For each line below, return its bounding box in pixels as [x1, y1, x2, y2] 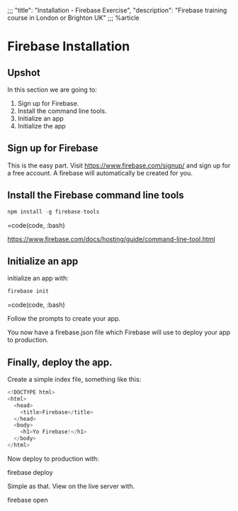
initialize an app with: [7, 274, 69, 282]
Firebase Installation [7, 38, 130, 55]
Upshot [7, 67, 41, 79]
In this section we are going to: [7, 85, 98, 94]
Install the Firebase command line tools [7, 189, 184, 202]
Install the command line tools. [17, 106, 108, 115]
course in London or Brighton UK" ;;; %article [7, 13, 140, 22]
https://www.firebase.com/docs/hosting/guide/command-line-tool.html [7, 234, 215, 243]
